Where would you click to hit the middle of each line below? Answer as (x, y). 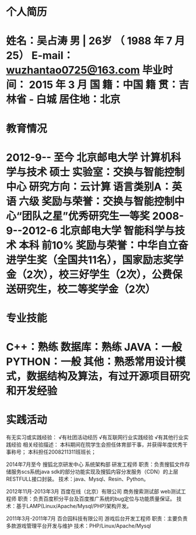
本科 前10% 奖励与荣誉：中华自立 (98, 245)
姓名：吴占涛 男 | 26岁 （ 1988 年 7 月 (96, 41)
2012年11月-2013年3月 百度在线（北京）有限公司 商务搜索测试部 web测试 (94, 492)
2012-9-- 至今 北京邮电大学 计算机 (88, 157)
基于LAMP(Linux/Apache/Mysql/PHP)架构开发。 (74, 506)
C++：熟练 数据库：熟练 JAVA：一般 (94, 347)
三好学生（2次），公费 (120, 274)
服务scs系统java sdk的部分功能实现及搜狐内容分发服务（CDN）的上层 (94, 472)
